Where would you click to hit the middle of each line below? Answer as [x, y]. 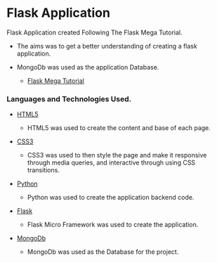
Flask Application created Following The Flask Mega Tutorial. [95, 32]
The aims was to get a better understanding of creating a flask [107, 46]
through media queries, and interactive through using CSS [111, 162]
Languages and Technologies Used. [69, 98]
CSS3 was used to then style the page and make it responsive [117, 155]
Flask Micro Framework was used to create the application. [113, 225]
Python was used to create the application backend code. [111, 198]
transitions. [44, 170]
